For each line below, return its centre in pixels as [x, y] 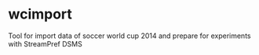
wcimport [40, 14]
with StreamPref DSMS [45, 43]
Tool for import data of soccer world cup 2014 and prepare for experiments [129, 36]
